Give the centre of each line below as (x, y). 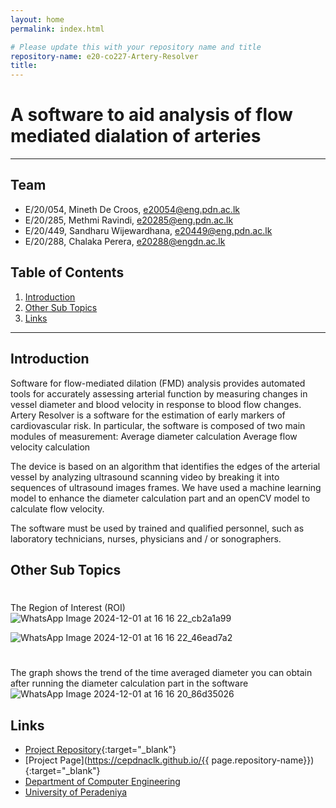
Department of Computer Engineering (102, 782)
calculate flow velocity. (57, 508)
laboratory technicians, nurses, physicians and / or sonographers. (146, 538)
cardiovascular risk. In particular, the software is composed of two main (158, 425)
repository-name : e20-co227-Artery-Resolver (104, 56)
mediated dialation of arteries (136, 136)
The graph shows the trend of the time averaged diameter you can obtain (161, 673)
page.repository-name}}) (263, 760)
